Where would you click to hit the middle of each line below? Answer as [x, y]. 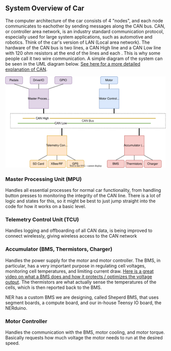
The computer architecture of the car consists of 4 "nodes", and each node [84, 20]
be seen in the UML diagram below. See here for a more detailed [73, 64]
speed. [12, 343]
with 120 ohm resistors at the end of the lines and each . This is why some [83, 53]
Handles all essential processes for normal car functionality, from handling [83, 190]
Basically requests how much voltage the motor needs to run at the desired [84, 337]
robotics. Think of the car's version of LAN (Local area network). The [78, 42]
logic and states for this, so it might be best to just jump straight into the [81, 201]
